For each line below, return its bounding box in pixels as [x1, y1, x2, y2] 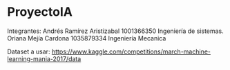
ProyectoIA [7, 4, 73, 20]
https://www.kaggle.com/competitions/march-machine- [51, 47, 211, 56]
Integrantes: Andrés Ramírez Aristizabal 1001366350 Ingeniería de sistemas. [7, 27, 224, 35]
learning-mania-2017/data [7, 54, 82, 62]
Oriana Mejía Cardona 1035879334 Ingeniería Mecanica [7, 34, 166, 42]
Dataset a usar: [7, 47, 50, 56]
